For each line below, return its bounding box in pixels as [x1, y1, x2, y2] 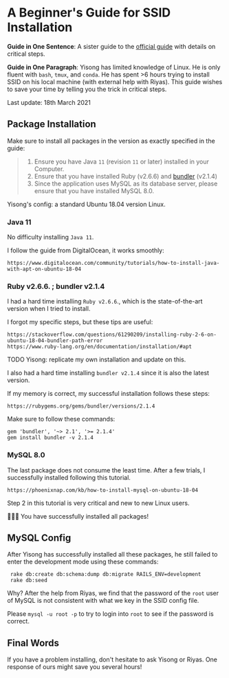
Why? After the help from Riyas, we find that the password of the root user [7, 589, 219, 597]
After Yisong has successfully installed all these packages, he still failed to [7, 550, 218, 559]
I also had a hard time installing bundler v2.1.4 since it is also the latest [7, 369, 210, 377]
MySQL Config [7, 532, 72, 544]
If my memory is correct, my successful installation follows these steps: [7, 390, 210, 398]
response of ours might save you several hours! [7, 663, 142, 671]
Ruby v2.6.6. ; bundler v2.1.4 [7, 281, 105, 291]
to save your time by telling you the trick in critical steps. [7, 85, 167, 93]
